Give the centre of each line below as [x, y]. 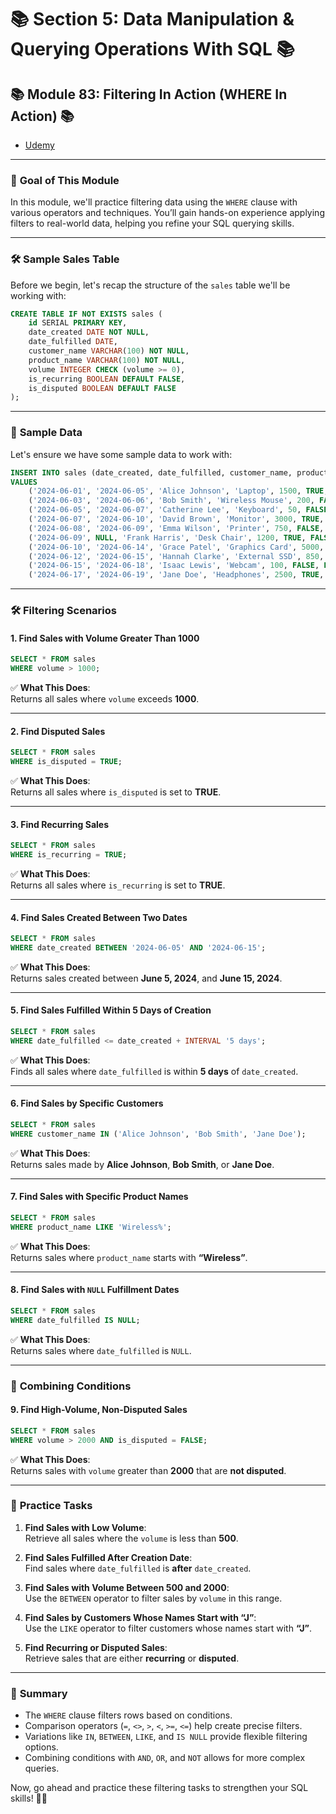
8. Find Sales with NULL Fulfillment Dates [95, 1290]
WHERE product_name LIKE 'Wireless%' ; [91, 1227]
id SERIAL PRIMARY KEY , [78, 323]
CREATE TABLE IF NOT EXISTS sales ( [86, 314]
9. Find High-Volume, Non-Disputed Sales [99, 1410]
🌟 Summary [39, 1693]
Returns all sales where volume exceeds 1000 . [105, 699]
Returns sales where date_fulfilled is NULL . [101, 1350]
